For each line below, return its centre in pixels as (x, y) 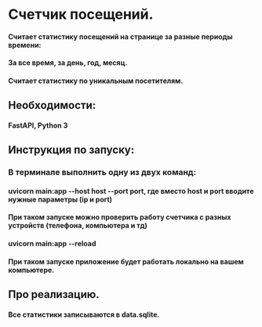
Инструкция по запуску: (71, 150)
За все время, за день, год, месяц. (68, 63)
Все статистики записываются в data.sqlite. (84, 314)
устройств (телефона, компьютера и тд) (78, 226)
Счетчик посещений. (81, 15)
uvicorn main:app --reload (52, 244)
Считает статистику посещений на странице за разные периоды (120, 36)
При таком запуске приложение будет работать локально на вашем (126, 261)
